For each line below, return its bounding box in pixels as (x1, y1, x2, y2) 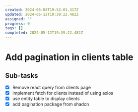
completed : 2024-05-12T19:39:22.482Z (5, 30, 83, 35)
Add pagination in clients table (5, 52, 134, 63)
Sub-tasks (5, 71, 38, 80)
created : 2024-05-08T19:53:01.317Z (5, 7, 79, 12)
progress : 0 (5, 21, 30, 26)
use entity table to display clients (12, 96, 80, 102)
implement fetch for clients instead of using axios (12, 90, 113, 96)
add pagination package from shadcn (12, 101, 89, 107)
